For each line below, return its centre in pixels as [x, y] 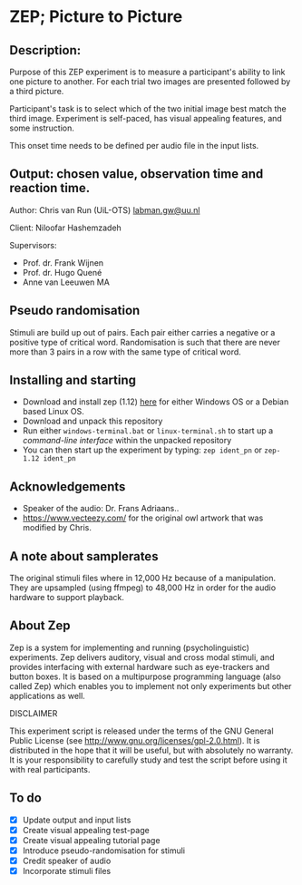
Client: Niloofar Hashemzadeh [66, 228]
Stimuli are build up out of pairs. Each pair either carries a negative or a [142, 332]
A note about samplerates [84, 556]
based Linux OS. [53, 412]
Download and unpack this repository [93, 421]
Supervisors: [33, 245]
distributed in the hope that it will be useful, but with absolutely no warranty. [151, 750]
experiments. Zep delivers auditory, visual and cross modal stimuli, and [142, 657]
